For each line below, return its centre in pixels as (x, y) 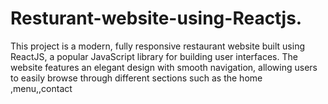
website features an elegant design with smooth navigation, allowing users (164, 67)
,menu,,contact (41, 88)
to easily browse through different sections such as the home (136, 78)
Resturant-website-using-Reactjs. (156, 18)
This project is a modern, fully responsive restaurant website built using (157, 46)
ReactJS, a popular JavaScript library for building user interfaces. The (154, 56)
